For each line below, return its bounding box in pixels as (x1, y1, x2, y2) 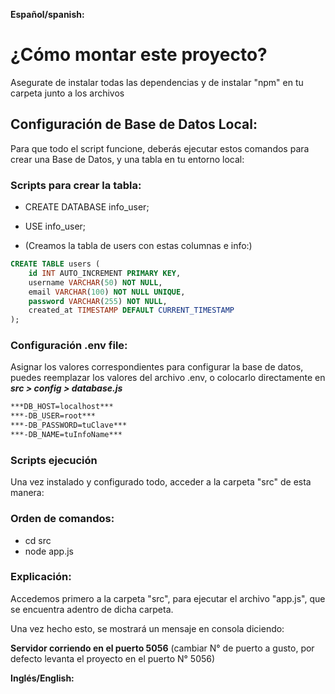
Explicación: (10, 570, 72, 584)
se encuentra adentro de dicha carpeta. (10, 603, 174, 615)
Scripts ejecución (10, 453, 98, 467)
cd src (24, 534, 52, 546)
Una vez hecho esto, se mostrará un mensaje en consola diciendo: (10, 622, 285, 634)
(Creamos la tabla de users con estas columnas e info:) (24, 240, 253, 252)
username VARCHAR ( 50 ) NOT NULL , (28, 277, 163, 288)
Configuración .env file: (10, 339, 128, 353)
